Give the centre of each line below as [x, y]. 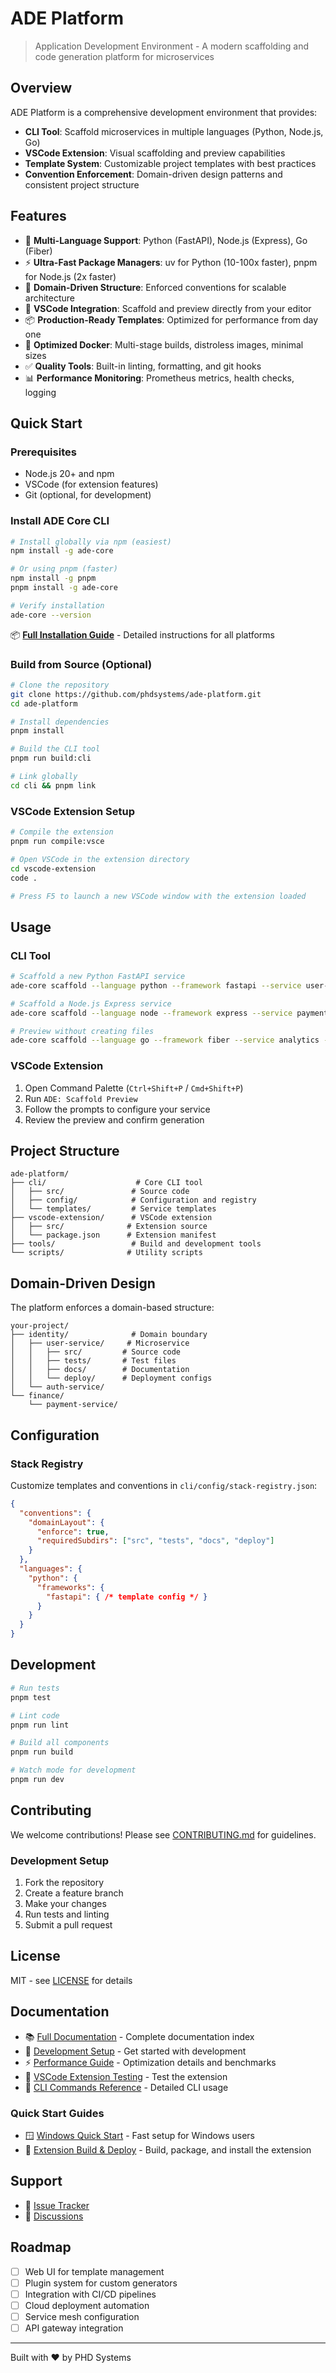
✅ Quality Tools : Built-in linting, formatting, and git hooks [143, 366]
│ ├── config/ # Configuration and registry [133, 1200]
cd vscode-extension [53, 868]
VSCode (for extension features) [91, 484]
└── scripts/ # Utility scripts [106, 1253]
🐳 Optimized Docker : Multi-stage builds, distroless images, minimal [164, 344]
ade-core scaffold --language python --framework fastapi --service [156, 985]
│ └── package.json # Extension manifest [113, 1235]
